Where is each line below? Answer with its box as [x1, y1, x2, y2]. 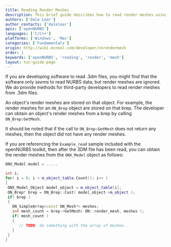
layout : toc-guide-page [5, 60, 56, 65]
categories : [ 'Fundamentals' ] [5, 41, 70, 46]
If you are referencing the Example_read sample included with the [5, 141, 141, 147]
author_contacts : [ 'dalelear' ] [5, 21, 72, 27]
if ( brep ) [7, 195, 31, 200]
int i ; [5, 171, 19, 176]
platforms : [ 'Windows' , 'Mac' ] [5, 36, 72, 41]
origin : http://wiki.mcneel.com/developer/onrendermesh [5, 45, 126, 50]
